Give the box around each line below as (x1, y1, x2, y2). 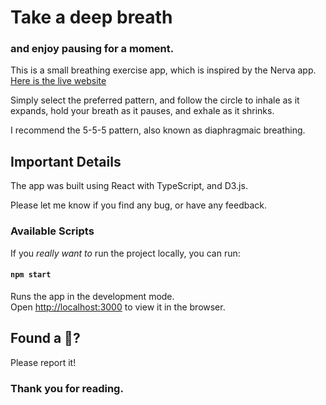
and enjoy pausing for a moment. (10, 42, 175, 56)
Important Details (10, 153, 122, 170)
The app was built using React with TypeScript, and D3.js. (10, 180, 248, 192)
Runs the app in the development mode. (10, 290, 175, 302)
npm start (10, 270, 52, 280)
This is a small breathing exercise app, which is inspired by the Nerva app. (10, 64, 317, 76)
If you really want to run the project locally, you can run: (10, 247, 241, 259)
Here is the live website (10, 75, 107, 87)
